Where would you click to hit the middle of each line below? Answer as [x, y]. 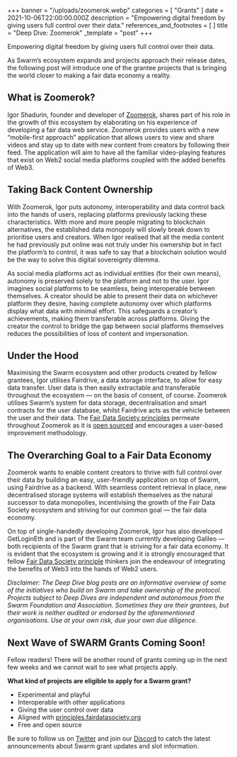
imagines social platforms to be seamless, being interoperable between [111, 288]
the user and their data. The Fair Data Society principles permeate [104, 418]
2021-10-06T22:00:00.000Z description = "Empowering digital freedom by [116, 18]
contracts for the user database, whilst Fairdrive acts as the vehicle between [119, 410]
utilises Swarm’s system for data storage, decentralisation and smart [107, 403]
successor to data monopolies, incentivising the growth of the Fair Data [111, 503]
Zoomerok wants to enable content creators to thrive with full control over [115, 472]
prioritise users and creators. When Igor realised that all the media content [116, 237]
